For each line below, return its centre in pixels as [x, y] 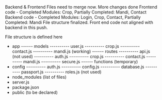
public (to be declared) [35, 92]
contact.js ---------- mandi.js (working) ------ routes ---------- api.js [81, 51]
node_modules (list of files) [39, 77]
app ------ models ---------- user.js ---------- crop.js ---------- [76, 46]
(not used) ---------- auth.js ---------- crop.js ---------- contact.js [79, 57]
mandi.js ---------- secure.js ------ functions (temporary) [81, 62]
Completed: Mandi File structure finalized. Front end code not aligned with [79, 22]
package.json [26, 87]
